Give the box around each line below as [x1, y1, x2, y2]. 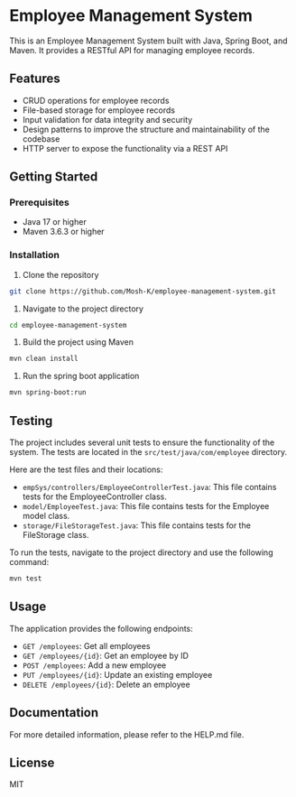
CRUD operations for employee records [22, 95, 170, 106]
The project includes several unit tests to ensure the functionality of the [9, 437, 275, 448]
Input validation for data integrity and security [22, 114, 193, 125]
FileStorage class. [22, 530, 89, 541]
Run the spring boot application [22, 371, 140, 382]
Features [9, 71, 60, 87]
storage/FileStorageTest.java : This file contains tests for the [22, 520, 251, 531]
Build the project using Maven [22, 337, 134, 348]
